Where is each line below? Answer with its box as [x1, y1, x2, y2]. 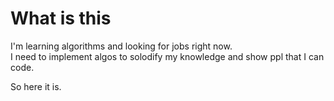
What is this [10, 7, 112, 30]
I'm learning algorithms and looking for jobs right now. [10, 40, 233, 52]
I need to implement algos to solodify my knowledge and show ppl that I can [10, 50, 325, 62]
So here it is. [10, 80, 62, 92]
